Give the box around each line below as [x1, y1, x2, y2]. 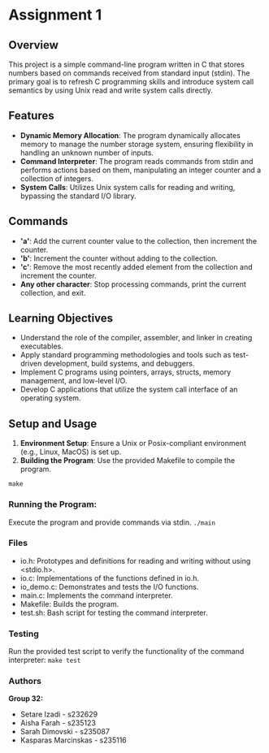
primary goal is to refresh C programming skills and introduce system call [8, 77, 254, 86]
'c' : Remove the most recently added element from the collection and [20, 262, 253, 271]
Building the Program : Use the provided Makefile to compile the [20, 456, 236, 465]
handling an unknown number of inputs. [20, 148, 154, 158]
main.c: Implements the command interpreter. [20, 591, 173, 600]
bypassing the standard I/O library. [20, 191, 137, 201]
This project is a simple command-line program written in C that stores [8, 59, 245, 69]
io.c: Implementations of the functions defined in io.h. [20, 573, 200, 582]
